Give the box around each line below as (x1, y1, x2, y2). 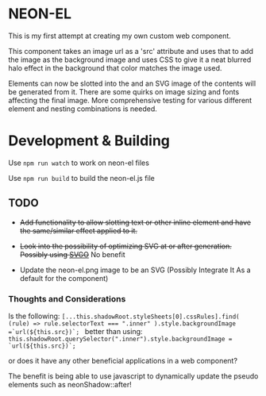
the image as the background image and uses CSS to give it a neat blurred (8, 55, 252, 64)
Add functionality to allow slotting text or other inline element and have (19, 217, 252, 227)
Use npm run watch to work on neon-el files (8, 158, 149, 167)
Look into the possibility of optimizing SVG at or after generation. (19, 241, 232, 251)
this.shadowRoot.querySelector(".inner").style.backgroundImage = (8, 335, 233, 343)
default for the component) (19, 273, 109, 283)
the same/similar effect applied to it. (19, 225, 137, 235)
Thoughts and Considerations (8, 293, 126, 304)
